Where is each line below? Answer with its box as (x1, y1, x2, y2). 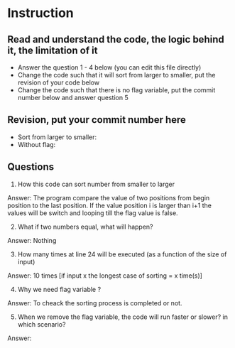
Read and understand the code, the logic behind (7, 33, 225, 45)
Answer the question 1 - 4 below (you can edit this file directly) (17, 63, 202, 72)
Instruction (7, 5, 74, 21)
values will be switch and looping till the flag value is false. (7, 208, 179, 217)
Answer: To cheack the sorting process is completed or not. (7, 298, 182, 307)
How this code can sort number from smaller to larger (17, 180, 175, 188)
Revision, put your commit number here (7, 114, 187, 126)
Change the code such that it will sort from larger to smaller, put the (17, 71, 216, 79)
